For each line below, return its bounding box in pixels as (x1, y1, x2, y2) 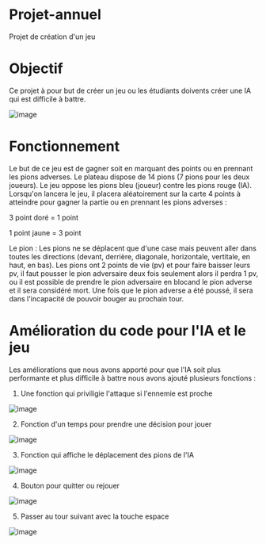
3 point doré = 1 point (9, 213, 78, 222)
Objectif (9, 59, 63, 78)
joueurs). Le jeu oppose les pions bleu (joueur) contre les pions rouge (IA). (9, 180, 253, 190)
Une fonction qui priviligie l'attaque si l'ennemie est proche (20, 389, 213, 398)
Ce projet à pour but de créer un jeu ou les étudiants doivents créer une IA (9, 86, 252, 95)
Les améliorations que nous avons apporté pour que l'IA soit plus (9, 365, 221, 374)
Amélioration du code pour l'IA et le (9, 322, 246, 339)
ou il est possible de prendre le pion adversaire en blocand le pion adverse (9, 277, 253, 286)
